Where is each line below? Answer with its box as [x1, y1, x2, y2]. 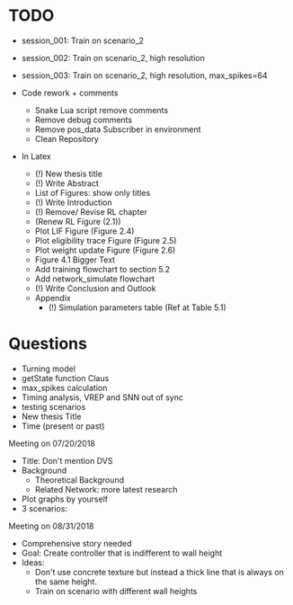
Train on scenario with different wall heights [34, 585, 198, 596]
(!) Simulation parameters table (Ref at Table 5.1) [48, 302, 226, 313]
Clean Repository [34, 133, 100, 144]
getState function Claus [21, 372, 110, 383]
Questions [8, 334, 87, 354]
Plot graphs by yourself [21, 494, 109, 504]
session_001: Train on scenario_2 [21, 35, 145, 46]
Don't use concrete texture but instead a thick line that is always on [34, 566, 284, 577]
